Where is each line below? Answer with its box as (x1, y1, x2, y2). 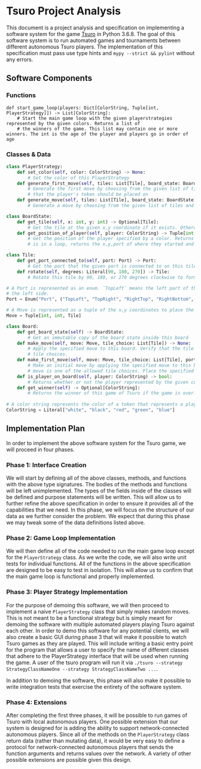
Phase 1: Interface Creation (6, 461, 87, 469)
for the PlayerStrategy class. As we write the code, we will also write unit (6, 554, 187, 561)
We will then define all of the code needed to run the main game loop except (6, 547, 194, 555)
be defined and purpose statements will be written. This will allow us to (6, 494, 181, 501)
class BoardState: (6, 213, 52, 219)
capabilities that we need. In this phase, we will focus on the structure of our (6, 506, 194, 513)
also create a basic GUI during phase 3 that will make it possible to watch (6, 633, 187, 640)
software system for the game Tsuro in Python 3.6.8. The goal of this (6, 30, 175, 37)
